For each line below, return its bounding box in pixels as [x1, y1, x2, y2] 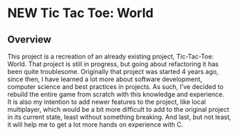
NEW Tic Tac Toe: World [7, 5, 154, 21]
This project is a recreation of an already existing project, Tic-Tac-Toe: [7, 52, 214, 61]
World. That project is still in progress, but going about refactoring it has [7, 60, 219, 68]
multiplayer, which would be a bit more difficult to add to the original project [7, 105, 229, 113]
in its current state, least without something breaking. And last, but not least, [7, 113, 232, 121]
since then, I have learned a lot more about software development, [7, 75, 202, 83]
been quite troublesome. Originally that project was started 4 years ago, [7, 68, 219, 75]
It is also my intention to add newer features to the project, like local [7, 98, 207, 106]
